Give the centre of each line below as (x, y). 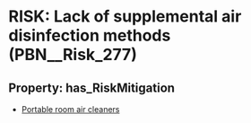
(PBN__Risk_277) (73, 55)
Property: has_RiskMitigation (92, 88)
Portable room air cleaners (70, 109)
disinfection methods (90, 35)
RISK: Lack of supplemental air (125, 17)
